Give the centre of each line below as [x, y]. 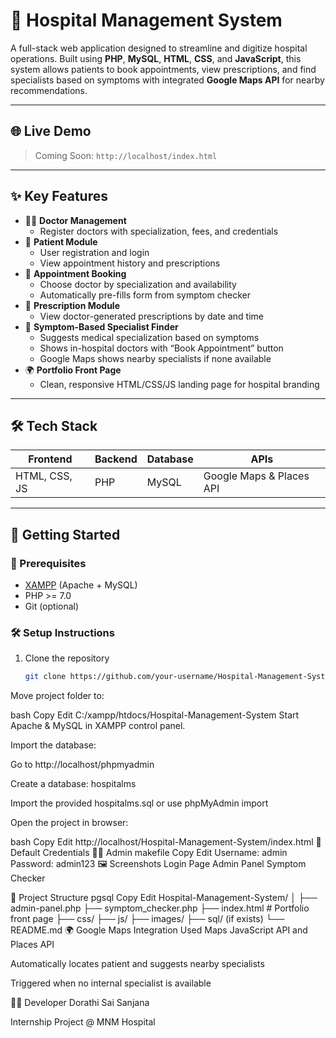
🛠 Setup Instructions [62, 632]
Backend [116, 459]
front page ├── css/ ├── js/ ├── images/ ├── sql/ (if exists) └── [147, 919]
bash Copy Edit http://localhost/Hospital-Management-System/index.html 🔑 [166, 842]
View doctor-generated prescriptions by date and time [151, 316]
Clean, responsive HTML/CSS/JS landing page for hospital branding [179, 384]
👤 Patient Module [61, 241]
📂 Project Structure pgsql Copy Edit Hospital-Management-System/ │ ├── [164, 898]
